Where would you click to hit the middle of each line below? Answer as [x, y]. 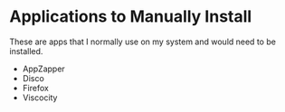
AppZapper [43, 69]
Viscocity [40, 98]
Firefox [36, 88]
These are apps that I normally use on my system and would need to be [142, 42]
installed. [26, 51]
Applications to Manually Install [131, 17]
